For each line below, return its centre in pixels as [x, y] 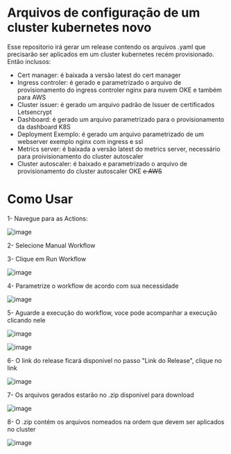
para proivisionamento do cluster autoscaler [80, 156]
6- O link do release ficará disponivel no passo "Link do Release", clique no [114, 360]
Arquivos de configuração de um [104, 13]
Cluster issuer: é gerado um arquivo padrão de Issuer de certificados [116, 104]
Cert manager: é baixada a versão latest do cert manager [99, 75]
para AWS [32, 97]
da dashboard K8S [44, 127]
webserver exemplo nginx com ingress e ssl [80, 141]
